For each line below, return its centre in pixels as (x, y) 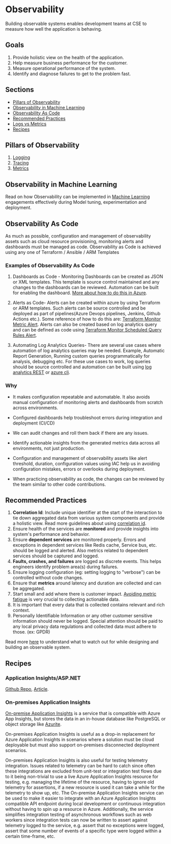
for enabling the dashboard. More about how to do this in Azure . (80, 293)
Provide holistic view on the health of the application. (68, 57)
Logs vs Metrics (30, 124)
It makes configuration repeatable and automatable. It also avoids (81, 396)
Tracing (21, 163)
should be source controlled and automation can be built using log (82, 367)
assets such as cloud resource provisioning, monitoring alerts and (74, 241)
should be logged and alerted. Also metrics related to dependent (80, 551)
